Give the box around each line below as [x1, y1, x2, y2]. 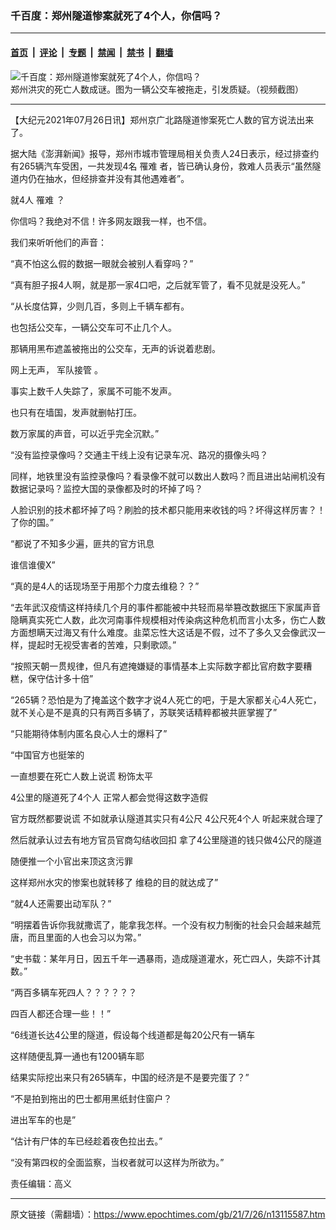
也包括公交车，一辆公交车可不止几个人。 [10, 321, 177, 333]
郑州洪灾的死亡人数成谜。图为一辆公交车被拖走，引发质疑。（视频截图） [10, 83, 304, 95]
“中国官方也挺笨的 [10, 748, 85, 761]
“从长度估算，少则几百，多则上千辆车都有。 [10, 300, 190, 312]
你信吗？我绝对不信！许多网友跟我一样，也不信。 [10, 215, 212, 227]
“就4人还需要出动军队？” [10, 897, 112, 909]
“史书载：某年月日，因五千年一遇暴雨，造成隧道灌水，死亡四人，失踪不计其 [10, 952, 322, 964]
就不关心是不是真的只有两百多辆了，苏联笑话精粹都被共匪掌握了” [10, 706, 278, 718]
